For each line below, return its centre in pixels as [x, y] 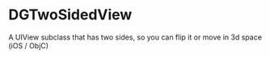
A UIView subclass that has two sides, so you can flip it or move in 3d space [135, 37]
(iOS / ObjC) [29, 45]
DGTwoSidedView [70, 15]
